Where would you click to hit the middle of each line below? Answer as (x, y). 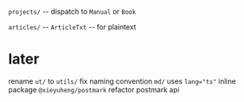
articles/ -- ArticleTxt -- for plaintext (73, 27)
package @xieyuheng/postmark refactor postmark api (94, 89)
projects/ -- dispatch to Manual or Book (72, 12)
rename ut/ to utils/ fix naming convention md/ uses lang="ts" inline (122, 81)
